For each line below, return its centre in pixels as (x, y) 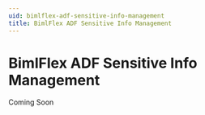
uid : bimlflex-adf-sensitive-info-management (86, 16)
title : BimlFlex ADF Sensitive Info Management (90, 23)
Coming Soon (31, 102)
